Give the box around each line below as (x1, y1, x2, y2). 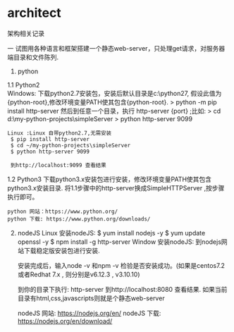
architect (7, 5, 61, 21)
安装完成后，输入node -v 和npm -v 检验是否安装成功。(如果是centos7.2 (17, 261, 226, 269)
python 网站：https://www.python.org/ (7, 208, 118, 215)
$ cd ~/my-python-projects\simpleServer (10, 142, 131, 149)
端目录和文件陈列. (7, 53, 59, 61)
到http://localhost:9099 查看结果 (10, 161, 107, 168)
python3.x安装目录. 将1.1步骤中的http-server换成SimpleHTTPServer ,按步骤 (7, 183, 225, 192)
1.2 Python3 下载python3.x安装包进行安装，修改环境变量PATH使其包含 (7, 175, 212, 183)
